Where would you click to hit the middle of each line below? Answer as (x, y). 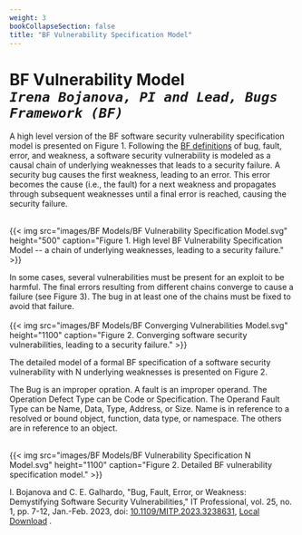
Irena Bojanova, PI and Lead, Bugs (144, 97)
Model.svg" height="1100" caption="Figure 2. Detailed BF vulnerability (141, 465)
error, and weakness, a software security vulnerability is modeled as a (140, 156)
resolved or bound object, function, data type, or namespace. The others (146, 419)
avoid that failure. (42, 306)
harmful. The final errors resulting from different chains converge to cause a (151, 287)
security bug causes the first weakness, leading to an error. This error (140, 175)
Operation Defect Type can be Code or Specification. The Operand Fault (145, 399)
